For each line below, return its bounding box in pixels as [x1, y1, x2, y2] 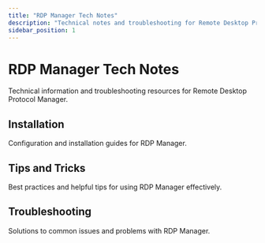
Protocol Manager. [8, 95, 69, 104]
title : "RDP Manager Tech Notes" [8, 11, 118, 20]
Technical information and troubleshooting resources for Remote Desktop [8, 86, 247, 95]
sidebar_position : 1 [8, 26, 77, 34]
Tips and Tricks [8, 161, 86, 174]
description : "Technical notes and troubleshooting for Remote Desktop [8, 19, 248, 27]
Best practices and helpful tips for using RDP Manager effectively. [8, 182, 222, 192]
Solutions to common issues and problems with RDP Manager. [8, 226, 211, 235]
